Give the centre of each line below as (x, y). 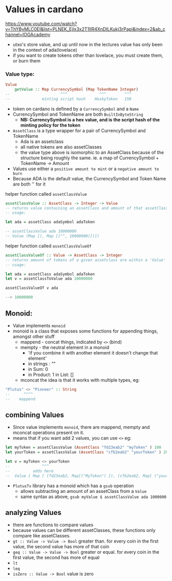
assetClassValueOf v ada (32, 288)
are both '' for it (29, 184)
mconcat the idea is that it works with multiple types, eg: (80, 380)
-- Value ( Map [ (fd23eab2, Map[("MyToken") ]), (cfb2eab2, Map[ (79, 476)
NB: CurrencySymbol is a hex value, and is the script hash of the (90, 119)
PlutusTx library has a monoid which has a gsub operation (73, 486)
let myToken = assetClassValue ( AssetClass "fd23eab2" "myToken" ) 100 (83, 448)
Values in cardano (44, 9)
